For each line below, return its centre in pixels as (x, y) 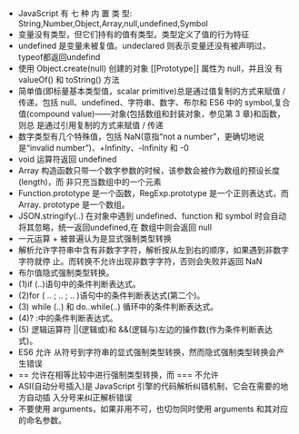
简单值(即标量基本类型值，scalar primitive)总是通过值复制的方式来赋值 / (152, 91)
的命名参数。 (42, 420)
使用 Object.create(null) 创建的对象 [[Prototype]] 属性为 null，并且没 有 (150, 68)
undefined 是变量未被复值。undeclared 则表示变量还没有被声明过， (144, 45)
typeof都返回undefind (59, 57)
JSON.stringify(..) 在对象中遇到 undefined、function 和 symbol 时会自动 (152, 216)
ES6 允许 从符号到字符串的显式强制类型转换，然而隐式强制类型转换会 (147, 352)
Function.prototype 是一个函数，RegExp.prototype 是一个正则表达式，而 (153, 193)
